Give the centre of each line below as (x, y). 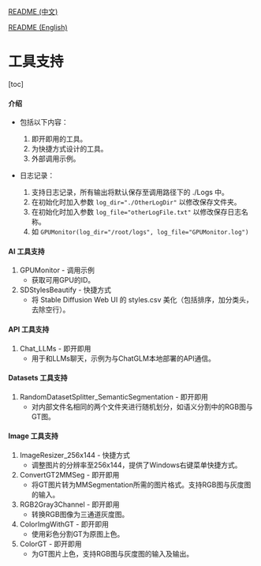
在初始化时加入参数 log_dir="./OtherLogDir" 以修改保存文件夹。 (136, 202)
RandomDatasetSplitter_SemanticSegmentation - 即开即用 (114, 396)
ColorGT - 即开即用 (50, 544)
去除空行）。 (50, 309)
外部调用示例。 (56, 159)
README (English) (38, 27)
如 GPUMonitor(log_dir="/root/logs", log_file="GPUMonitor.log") (140, 232)
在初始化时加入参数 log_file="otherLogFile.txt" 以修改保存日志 (136, 212)
